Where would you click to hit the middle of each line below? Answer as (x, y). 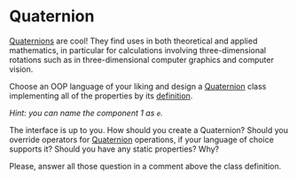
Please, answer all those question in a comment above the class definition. (145, 166)
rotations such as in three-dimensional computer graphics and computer (142, 59)
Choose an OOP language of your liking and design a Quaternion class (138, 86)
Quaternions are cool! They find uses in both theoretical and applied (133, 41)
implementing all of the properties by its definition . (101, 96)
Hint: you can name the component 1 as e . (86, 113)
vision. (21, 69)
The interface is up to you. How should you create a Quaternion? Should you (149, 129)
